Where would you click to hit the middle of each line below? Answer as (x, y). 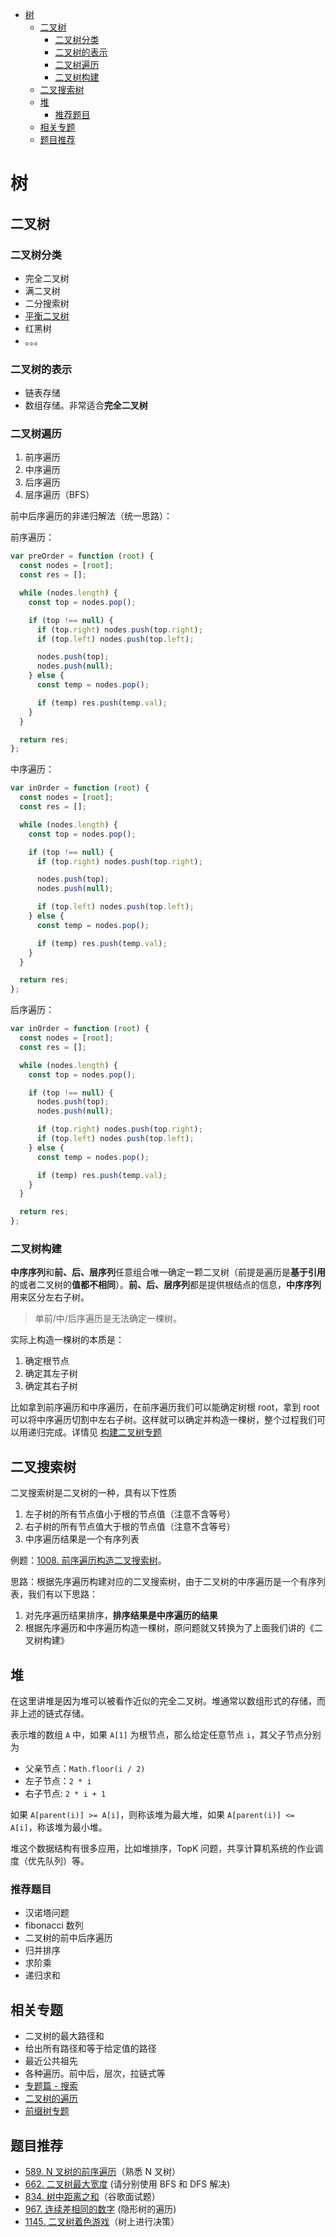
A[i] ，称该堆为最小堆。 (59, 1827)
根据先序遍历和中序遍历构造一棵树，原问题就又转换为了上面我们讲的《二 (173, 1628)
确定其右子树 (51, 1386)
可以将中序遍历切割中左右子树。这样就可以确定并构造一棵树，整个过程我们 (163, 1420)
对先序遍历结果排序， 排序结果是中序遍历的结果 (121, 1615)
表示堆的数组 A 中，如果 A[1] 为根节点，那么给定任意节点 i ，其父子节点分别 (166, 1735)
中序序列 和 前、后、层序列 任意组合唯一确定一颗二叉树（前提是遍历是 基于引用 (168, 1272)
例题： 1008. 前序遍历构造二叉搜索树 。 (88, 1560)
